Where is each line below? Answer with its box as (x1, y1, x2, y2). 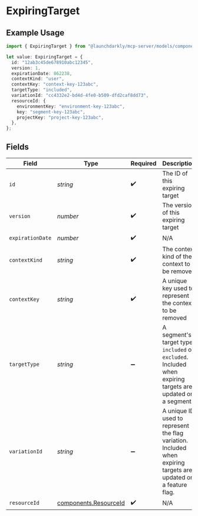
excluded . (161, 353, 189, 361)
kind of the (161, 252, 192, 261)
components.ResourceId (57, 499, 125, 507)
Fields (6, 142, 29, 152)
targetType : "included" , (11, 87, 72, 93)
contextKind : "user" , (11, 76, 65, 82)
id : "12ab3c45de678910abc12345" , (11, 59, 94, 66)
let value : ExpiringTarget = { (6, 54, 83, 60)
